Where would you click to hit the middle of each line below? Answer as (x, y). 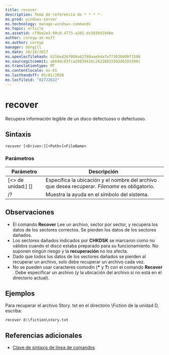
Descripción (104, 171)
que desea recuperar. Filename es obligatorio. (100, 186)
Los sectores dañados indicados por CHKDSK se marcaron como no (83, 240)
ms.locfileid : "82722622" (32, 80)
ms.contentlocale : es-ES (31, 71)
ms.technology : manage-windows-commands (48, 24)
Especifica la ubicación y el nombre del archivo (101, 180)
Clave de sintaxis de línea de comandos (54, 347)
